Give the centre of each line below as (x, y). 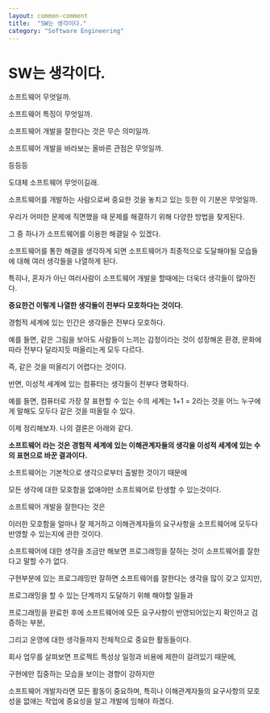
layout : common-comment (48, 16)
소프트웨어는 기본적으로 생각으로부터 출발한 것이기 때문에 (98, 473)
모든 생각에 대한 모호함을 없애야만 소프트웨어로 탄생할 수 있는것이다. (115, 490)
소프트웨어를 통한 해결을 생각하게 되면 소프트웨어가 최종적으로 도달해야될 (123, 251)
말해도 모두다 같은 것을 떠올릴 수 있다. (76, 411)
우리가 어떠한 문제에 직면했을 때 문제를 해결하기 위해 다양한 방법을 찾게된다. (127, 217)
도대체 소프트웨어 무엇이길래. (54, 183)
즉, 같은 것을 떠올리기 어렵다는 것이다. (67, 367)
